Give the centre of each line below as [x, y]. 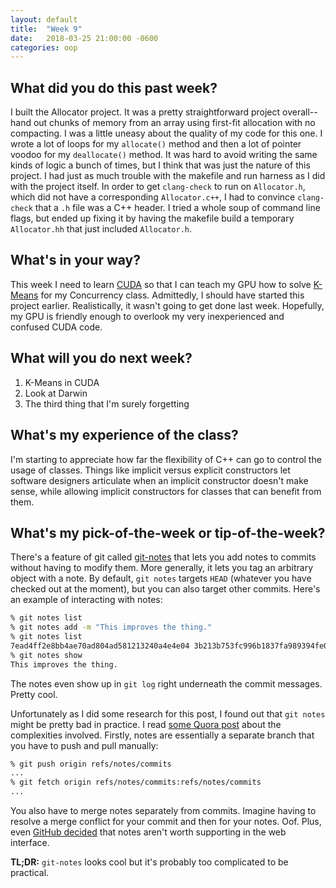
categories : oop [44, 47]
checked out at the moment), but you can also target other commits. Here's [165, 589]
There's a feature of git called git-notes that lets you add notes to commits [163, 557]
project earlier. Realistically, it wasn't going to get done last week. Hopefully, [167, 305]
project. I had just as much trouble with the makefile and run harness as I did [168, 176]
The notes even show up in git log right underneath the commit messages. [166, 683]
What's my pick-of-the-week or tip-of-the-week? [168, 532]
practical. [30, 873]
